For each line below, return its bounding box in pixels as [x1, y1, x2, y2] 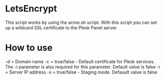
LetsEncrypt [5, 3, 57, 14]
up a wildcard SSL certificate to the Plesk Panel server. [5, 24, 118, 30]
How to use [5, 42, 53, 54]
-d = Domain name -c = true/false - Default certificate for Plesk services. [5, 58, 155, 65]
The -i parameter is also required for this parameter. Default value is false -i [5, 64, 161, 70]
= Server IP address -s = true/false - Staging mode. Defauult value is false [5, 69, 158, 75]
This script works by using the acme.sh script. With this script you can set [5, 19, 157, 25]
